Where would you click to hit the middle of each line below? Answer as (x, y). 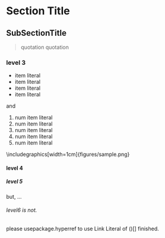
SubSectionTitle (37, 33)
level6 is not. (22, 210)
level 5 (15, 181)
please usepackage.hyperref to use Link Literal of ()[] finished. (82, 229)
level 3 (16, 62)
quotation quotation (45, 47)
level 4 (15, 168)
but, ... (14, 196)
